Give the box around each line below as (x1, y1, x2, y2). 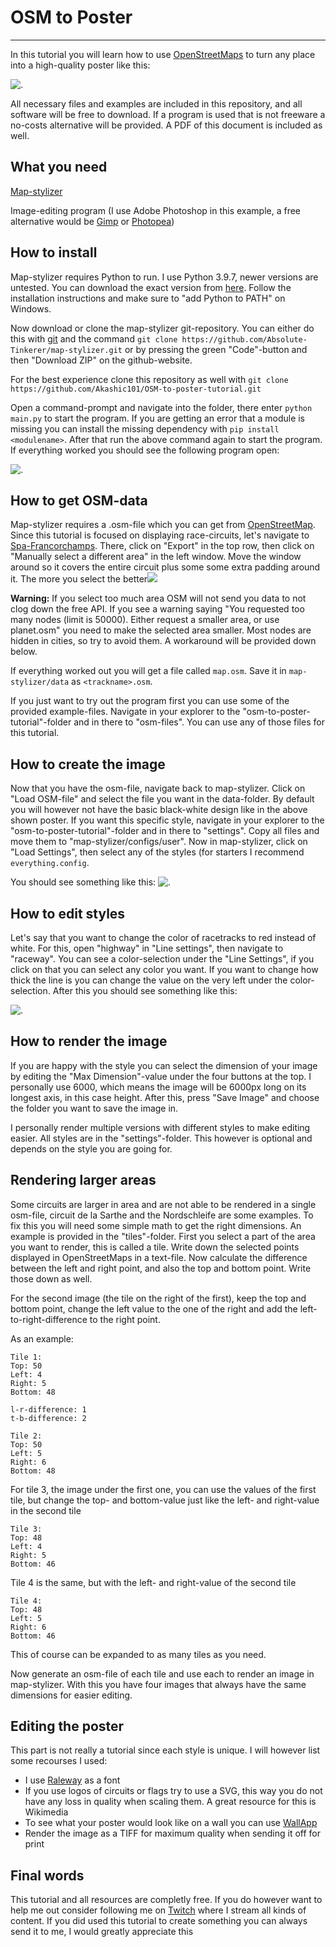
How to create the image (10, 756, 166, 773)
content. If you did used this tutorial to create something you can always (10, 1915, 308, 1927)
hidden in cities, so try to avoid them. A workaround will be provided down (10, 635, 317, 647)
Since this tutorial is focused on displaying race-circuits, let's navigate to (10, 529, 310, 541)
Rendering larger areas (10, 1172, 157, 1189)
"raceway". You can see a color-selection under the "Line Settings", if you (10, 953, 315, 965)
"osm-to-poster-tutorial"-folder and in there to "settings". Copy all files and (10, 825, 320, 837)
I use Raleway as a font (24, 1774, 121, 1786)
